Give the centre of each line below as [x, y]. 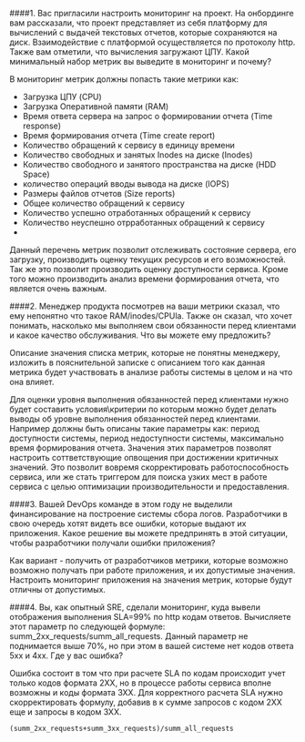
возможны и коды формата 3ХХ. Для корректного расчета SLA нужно [147, 692]
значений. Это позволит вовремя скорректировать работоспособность [149, 467]
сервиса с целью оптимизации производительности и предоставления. [149, 487]
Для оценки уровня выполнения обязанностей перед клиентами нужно [149, 399]
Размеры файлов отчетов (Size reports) [99, 193]
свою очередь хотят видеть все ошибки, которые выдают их [128, 523]
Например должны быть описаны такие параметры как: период [134, 428]
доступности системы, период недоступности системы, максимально [147, 438]
